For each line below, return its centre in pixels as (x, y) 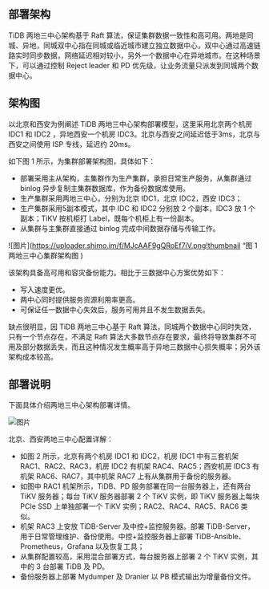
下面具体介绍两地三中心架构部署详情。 (71, 405)
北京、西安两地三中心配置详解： (61, 439)
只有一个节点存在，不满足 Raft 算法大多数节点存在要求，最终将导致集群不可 (132, 336)
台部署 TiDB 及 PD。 (76, 567)
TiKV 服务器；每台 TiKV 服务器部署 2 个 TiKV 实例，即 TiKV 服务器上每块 (140, 497)
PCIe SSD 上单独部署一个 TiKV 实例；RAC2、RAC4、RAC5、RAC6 (129, 506)
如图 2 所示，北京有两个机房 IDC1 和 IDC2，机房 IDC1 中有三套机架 (129, 457)
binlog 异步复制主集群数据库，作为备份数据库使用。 (105, 188)
